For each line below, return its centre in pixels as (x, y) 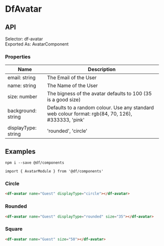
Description (102, 70)
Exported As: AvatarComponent (37, 44)
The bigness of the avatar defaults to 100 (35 (100, 94)
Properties (18, 56)
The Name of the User (72, 86)
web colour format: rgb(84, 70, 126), (90, 114)
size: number (22, 97)
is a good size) (64, 100)
